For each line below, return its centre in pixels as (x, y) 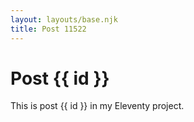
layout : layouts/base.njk (64, 19)
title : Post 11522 (48, 29)
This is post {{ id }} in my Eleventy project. (97, 106)
